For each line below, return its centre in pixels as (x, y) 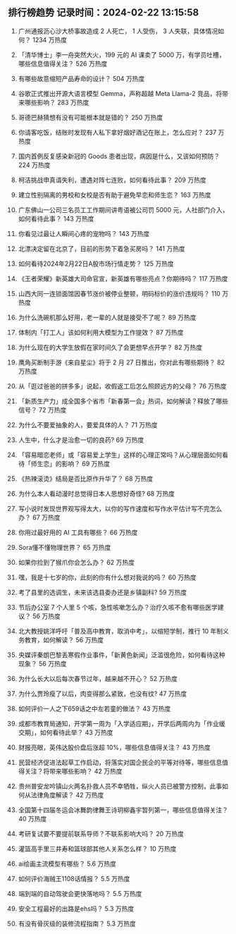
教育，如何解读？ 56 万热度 (64, 639)
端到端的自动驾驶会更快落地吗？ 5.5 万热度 (80, 893)
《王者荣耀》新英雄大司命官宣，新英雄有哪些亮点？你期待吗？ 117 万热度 (123, 278)
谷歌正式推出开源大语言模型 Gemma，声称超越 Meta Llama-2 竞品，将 (120, 93)
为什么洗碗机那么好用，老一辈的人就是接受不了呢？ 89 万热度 (107, 317)
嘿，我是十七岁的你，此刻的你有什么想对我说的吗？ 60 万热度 (107, 577)
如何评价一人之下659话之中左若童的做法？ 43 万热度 (94, 708)
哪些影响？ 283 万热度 (57, 102)
